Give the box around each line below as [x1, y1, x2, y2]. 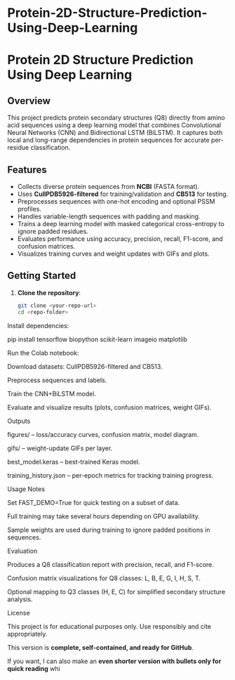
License [7, 608, 30, 617]
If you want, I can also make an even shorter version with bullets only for [7, 657, 222, 665]
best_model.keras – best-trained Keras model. [7, 457, 140, 466]
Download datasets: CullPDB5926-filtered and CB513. [7, 362, 163, 370]
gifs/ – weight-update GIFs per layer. [7, 444, 113, 452]
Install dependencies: [7, 321, 69, 329]
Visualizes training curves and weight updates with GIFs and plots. [17, 249, 210, 258]
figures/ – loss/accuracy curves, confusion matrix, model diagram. [7, 430, 199, 438]
